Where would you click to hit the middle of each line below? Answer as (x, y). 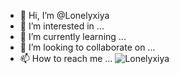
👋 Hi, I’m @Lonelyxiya (64, 15)
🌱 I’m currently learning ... (73, 36)
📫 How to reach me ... (66, 58)
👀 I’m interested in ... (62, 26)
